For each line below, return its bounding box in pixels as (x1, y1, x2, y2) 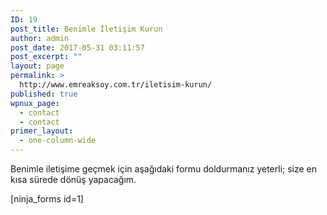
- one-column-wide (19, 136, 97, 146)
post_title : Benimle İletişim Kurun (10, 24, 163, 34)
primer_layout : (10, 126, 74, 136)
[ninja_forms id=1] (10, 193, 84, 205)
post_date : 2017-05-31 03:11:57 (10, 42, 145, 53)
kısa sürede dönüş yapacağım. (10, 174, 137, 185)
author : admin (10, 33, 70, 43)
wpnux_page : (10, 98, 60, 108)
